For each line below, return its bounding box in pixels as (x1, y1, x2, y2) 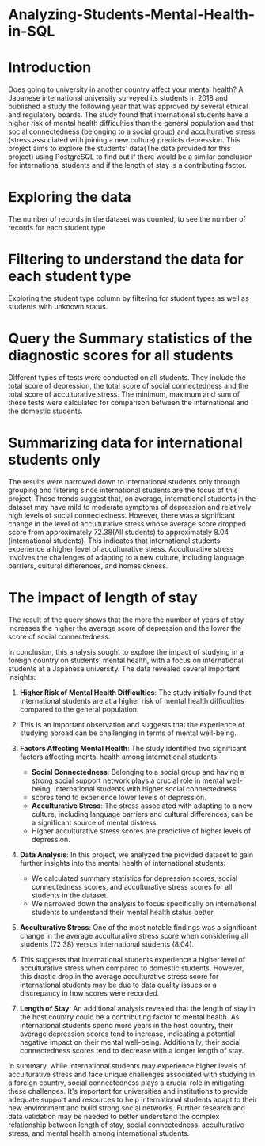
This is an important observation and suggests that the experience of (19, 719, 245, 729)
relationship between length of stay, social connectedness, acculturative (8, 1120, 244, 1129)
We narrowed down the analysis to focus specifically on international (31, 898, 256, 908)
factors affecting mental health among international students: (19, 752, 219, 761)
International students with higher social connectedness (54, 784, 237, 793)
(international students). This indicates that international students (8, 536, 221, 545)
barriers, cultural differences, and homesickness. (8, 560, 168, 571)
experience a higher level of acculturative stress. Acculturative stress (8, 544, 234, 553)
